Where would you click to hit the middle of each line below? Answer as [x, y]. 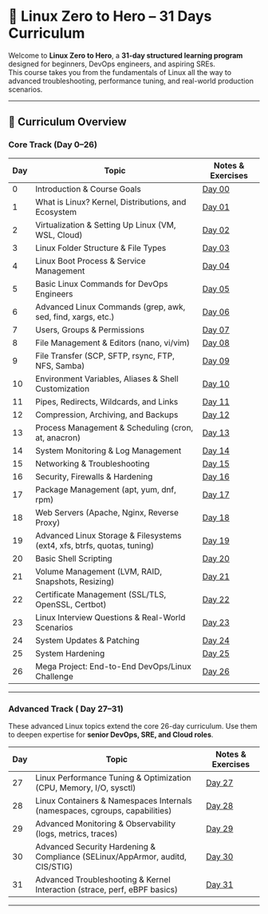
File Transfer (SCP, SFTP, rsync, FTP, [105, 356]
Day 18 [216, 517]
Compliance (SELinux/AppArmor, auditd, [111, 856]
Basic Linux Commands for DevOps [102, 284]
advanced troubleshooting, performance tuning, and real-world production [131, 81]
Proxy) [48, 523]
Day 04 [216, 265]
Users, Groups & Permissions [90, 329]
